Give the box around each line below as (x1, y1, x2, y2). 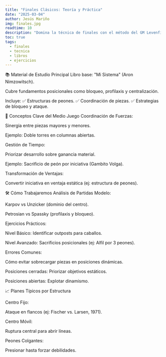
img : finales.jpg (5, 21, 41, 26)
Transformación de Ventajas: (5, 171, 64, 177)
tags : (5, 40, 16, 45)
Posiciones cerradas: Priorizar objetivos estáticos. (5, 268, 107, 274)
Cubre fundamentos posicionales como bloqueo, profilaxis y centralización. (5, 89, 159, 94)
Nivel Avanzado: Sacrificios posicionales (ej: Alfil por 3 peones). (5, 240, 135, 246)
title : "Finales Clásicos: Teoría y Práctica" (5, 7, 103, 12)
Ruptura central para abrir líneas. (5, 328, 72, 334)
